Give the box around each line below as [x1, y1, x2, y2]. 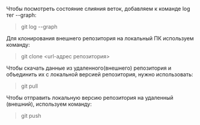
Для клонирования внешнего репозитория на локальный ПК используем [6, 35, 194, 41]
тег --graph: [6, 11, 37, 19]
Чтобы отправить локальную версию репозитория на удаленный [6, 94, 174, 101]
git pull [20, 82, 38, 90]
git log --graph [20, 23, 58, 30]
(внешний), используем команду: [6, 100, 92, 108]
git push [20, 112, 41, 119]
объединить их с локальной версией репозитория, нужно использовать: [6, 71, 193, 78]
